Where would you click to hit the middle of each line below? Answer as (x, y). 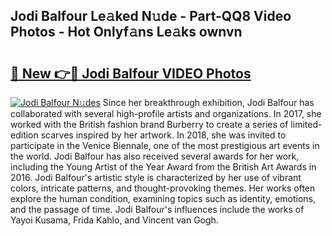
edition (24, 135)
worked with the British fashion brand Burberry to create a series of (149, 124)
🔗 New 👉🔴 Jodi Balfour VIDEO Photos (131, 73)
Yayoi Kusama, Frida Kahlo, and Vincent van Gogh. (114, 220)
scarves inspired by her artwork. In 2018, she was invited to (163, 135)
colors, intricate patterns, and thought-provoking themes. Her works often (163, 188)
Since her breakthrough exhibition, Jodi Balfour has (208, 102)
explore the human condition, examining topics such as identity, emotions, (163, 198)
